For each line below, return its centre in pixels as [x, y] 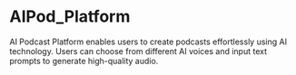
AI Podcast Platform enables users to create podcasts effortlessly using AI [148, 42]
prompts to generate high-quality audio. [84, 61]
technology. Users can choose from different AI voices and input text [138, 51]
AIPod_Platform [70, 17]
